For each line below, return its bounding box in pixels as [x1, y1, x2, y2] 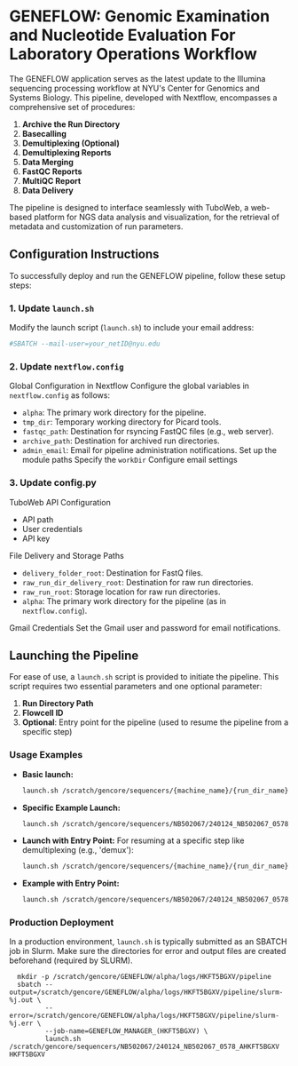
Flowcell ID [21, 708, 64, 719]
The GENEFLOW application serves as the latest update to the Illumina [9, 73, 266, 84]
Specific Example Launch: [21, 802, 122, 813]
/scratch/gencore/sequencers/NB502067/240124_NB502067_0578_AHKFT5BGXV [9, 1042, 279, 1052]
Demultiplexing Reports [21, 147, 112, 157]
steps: [9, 280, 32, 290]
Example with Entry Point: [21, 878, 120, 889]
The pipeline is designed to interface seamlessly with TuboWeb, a [9, 202, 249, 212]
